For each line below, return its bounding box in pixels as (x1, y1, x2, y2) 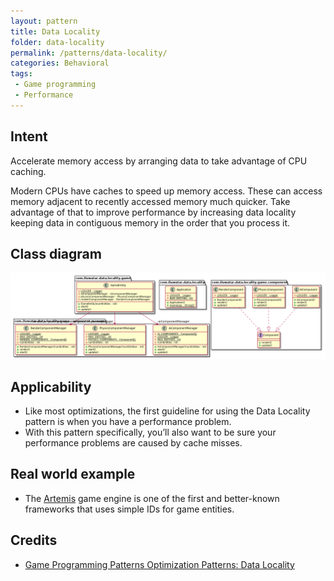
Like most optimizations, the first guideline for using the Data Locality (24, 405, 311, 417)
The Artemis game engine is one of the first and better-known (24, 492, 280, 504)
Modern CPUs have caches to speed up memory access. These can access (10, 185, 323, 197)
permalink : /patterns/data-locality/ (10, 48, 168, 58)
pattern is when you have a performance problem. (24, 416, 232, 427)
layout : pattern (10, 16, 78, 26)
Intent (10, 128, 48, 145)
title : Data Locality (10, 26, 101, 37)
